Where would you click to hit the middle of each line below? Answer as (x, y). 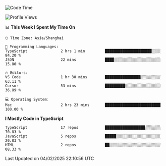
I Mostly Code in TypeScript (34, 118)
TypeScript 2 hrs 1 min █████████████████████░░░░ (83, 51)
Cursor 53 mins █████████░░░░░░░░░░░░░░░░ (83, 86)
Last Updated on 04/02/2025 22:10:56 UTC (50, 158)
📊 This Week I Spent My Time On (40, 27)
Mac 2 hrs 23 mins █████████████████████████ (83, 105)
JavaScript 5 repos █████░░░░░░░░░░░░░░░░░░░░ (83, 136)
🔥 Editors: (17, 73)
